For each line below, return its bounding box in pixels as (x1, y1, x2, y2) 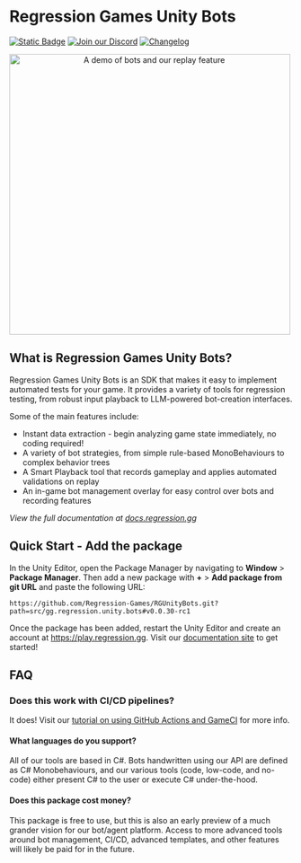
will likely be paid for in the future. (9, 843, 135, 854)
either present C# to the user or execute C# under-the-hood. (32, 774, 259, 785)
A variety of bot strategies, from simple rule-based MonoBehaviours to (22, 447, 285, 458)
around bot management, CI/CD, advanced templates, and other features (9, 833, 280, 845)
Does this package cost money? (9, 795, 132, 806)
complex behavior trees (22, 456, 111, 468)
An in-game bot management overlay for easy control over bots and (22, 485, 274, 496)
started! (9, 641, 39, 652)
